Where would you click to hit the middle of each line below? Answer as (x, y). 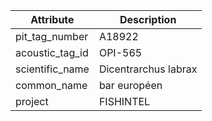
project (32, 101)
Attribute (52, 19)
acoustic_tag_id (52, 52)
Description (148, 19)
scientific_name (52, 69)
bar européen (130, 85)
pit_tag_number (52, 36)
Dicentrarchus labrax (148, 69)
